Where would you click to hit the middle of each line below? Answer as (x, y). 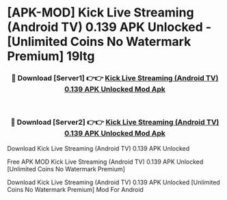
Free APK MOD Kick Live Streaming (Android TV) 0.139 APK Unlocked (105, 162)
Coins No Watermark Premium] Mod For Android (75, 189)
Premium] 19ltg (51, 57)
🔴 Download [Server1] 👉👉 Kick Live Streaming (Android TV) (115, 78)
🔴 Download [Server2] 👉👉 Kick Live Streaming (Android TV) (115, 123)
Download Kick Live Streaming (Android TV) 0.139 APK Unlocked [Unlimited (113, 182)
